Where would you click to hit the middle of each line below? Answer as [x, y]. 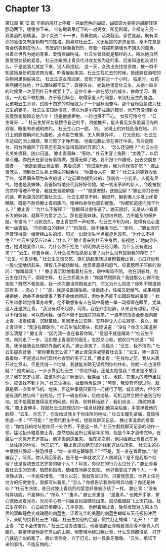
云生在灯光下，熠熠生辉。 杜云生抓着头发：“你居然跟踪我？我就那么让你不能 [83, 277]
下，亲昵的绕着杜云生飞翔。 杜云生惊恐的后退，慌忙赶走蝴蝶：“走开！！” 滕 [82, 519]
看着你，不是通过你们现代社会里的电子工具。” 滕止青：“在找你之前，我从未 [80, 358]
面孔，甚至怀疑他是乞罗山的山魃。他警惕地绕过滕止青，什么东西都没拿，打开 [83, 532]
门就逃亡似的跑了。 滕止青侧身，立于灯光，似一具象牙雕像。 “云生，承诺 [79, 538]
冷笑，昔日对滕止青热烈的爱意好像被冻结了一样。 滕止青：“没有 [93, 488]
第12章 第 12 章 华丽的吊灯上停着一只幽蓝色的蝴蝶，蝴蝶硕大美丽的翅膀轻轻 [81, 23]
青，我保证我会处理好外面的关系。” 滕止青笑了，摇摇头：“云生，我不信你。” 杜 [83, 345]
